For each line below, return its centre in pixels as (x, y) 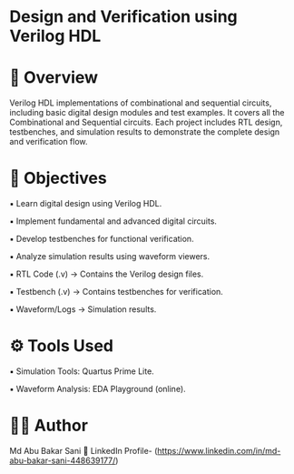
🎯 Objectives (58, 178)
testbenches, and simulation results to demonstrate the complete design (145, 132)
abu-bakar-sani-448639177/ (63, 460)
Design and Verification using (123, 17)
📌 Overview (54, 78)
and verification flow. (49, 142)
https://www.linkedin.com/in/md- (219, 450)
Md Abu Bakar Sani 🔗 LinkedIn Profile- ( (83, 450)
